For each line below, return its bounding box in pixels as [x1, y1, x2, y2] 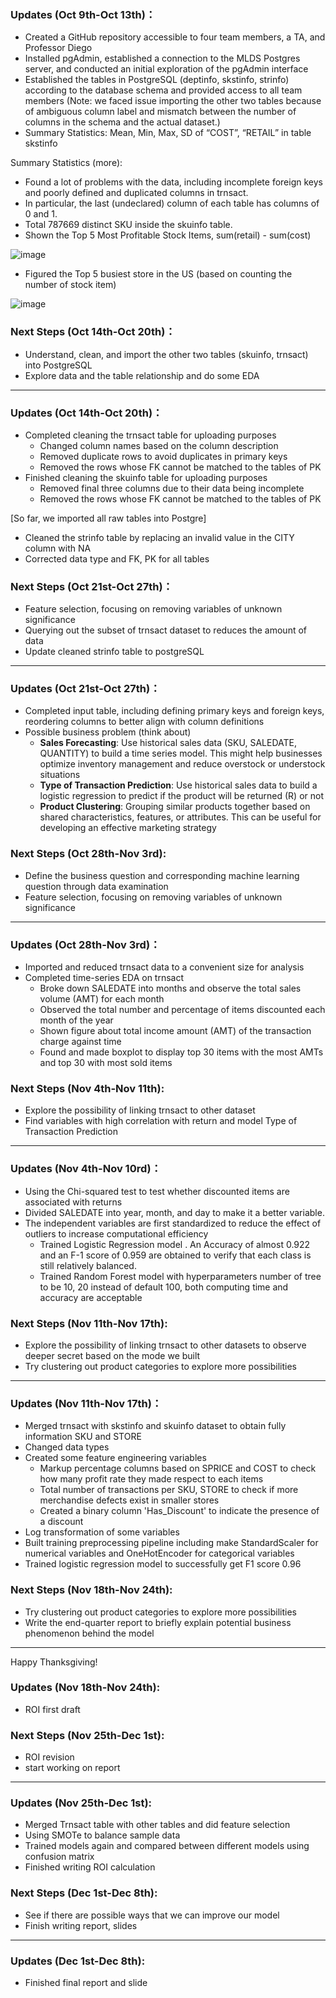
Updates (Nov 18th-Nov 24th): [10, 1681, 161, 1695]
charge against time [39, 1036, 122, 1048]
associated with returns [24, 1196, 123, 1208]
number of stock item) [24, 279, 117, 291]
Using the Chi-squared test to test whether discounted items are [24, 1185, 290, 1197]
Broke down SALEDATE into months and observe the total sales [39, 982, 302, 995]
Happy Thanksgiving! [10, 1656, 98, 1668]
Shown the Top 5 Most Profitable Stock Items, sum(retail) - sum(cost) [24, 229, 312, 241]
